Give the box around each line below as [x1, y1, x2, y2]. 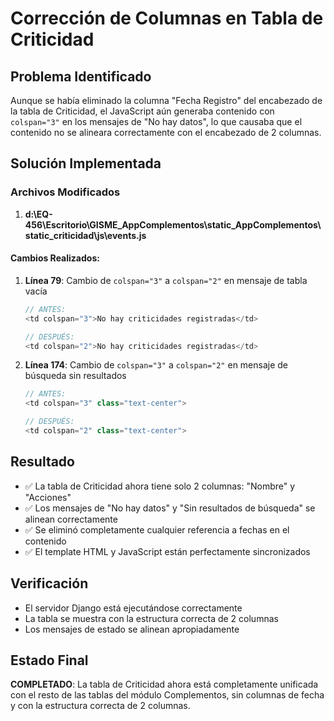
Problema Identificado [10, 68, 152, 85]
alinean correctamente [24, 513, 118, 525]
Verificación [10, 575, 89, 592]
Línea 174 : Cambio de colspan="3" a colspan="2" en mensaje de [24, 359, 289, 371]
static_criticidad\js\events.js [24, 229, 147, 241]
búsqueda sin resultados [24, 370, 127, 382]
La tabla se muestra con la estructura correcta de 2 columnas [24, 612, 279, 624]
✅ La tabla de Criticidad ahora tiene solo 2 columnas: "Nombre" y [24, 480, 296, 492]
